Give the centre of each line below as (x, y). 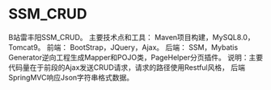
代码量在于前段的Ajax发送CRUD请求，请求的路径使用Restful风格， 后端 (127, 67)
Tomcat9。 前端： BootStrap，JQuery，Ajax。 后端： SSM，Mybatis (123, 47)
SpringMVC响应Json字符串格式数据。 (71, 77)
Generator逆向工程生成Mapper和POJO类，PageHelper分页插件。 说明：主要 (136, 57)
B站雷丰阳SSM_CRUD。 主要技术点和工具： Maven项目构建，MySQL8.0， (131, 37)
